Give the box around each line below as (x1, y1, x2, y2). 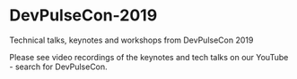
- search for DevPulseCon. (9, 61, 108, 72)
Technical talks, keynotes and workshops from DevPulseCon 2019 (9, 35, 254, 45)
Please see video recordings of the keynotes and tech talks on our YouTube (9, 51, 289, 62)
